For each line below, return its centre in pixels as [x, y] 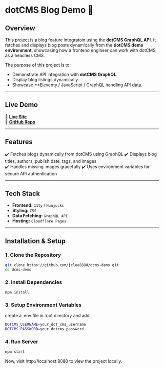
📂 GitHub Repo [20, 122]
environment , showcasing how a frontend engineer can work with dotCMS [81, 50]
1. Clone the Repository [33, 255]
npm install [17, 293]
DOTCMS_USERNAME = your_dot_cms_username [46, 325]
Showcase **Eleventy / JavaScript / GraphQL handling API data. [77, 85]
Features [19, 142]
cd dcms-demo [18, 270]
